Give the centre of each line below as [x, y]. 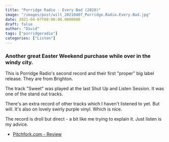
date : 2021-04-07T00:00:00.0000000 [43, 19]
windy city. [19, 62]
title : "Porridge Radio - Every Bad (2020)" [53, 10]
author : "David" [22, 29]
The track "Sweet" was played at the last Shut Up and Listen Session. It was [85, 89]
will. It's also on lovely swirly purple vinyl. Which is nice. [64, 109]
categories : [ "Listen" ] [30, 39]
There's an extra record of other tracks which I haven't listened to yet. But [82, 104]
